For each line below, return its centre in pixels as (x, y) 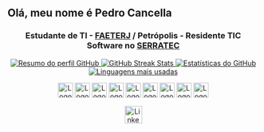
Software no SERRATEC (133, 45)
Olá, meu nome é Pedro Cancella (90, 13)
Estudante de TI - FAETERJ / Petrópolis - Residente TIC (133, 36)
